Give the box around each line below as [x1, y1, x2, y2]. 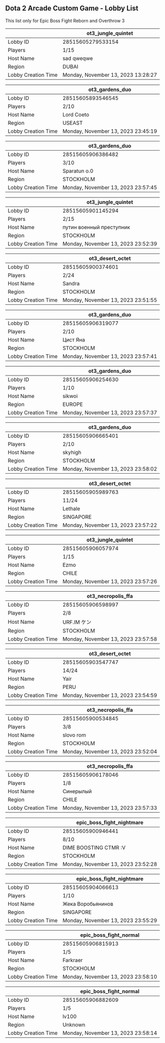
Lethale [62, 505, 80, 512]
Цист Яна [62, 336, 85, 343]
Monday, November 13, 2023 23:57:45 [62, 184, 157, 191]
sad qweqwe [62, 54, 93, 62]
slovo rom [62, 731, 86, 738]
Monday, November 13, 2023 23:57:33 [62, 804, 157, 811]
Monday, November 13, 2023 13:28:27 [62, 71, 157, 78]
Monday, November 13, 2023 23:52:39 [62, 240, 157, 247]
